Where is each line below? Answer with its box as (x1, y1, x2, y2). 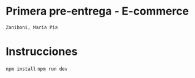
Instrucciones (6, 44, 78, 58)
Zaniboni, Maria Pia (6, 24, 59, 30)
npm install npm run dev (6, 66, 68, 72)
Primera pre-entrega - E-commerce (6, 4, 189, 18)
